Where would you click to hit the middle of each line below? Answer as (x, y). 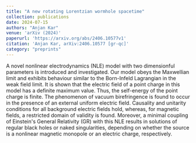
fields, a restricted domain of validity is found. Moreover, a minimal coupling (97, 115)
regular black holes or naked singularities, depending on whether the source (98, 127)
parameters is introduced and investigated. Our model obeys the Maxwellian (98, 72)
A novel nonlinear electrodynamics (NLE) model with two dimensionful (90, 66)
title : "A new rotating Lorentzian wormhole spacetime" (75, 11)
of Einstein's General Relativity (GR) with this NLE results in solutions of (92, 121)
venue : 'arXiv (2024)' (34, 33)
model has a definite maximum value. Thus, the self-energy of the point (92, 90)
